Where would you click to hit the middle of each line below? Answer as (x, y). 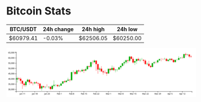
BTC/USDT (23, 29)
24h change (58, 29)
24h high (93, 29)
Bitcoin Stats (39, 11)
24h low (127, 29)
